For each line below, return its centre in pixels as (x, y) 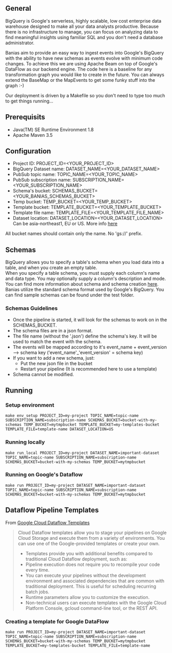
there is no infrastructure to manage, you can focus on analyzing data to (82, 32)
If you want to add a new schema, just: (54, 358)
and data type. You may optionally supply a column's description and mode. (85, 279)
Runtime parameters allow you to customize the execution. (88, 597)
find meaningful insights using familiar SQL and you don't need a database (84, 37)
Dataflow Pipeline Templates (52, 510)
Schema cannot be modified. (43, 374)
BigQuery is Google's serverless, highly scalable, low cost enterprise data (83, 21)
